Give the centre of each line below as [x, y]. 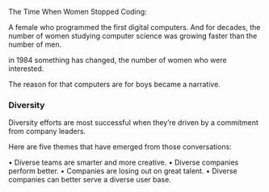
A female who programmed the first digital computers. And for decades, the [134, 27]
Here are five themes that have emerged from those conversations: [120, 147]
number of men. [35, 44]
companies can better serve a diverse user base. [90, 180]
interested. [26, 69]
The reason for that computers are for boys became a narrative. [114, 84]
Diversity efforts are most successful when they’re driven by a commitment [133, 123]
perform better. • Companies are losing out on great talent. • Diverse [123, 171]
